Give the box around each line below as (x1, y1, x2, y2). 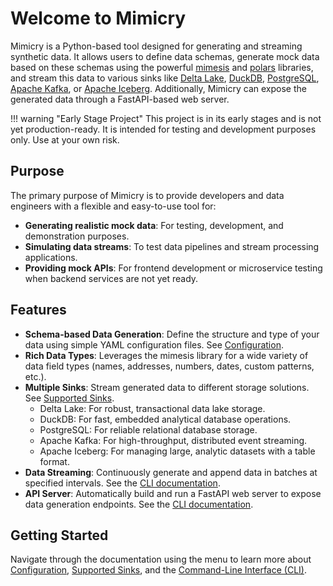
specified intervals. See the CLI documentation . (24, 477, 221, 489)
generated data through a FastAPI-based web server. (10, 93, 230, 105)
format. (39, 455, 70, 467)
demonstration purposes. (24, 230, 130, 242)
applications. (24, 251, 78, 263)
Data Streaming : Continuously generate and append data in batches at (24, 466, 318, 478)
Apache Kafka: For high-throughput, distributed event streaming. (39, 434, 308, 446)
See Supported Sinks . (24, 392, 115, 404)
